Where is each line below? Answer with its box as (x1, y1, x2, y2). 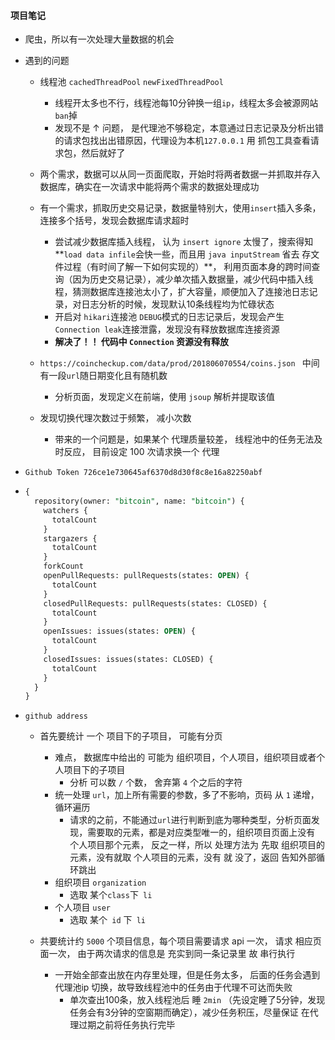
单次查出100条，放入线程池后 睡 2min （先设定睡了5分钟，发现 (69, 994, 326, 1006)
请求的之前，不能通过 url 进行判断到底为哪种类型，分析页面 (69, 814, 312, 826)
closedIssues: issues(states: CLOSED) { (43, 654, 214, 664)
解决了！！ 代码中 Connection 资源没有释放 (54, 336, 229, 348)
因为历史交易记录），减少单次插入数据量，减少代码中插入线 (72, 273, 314, 285)
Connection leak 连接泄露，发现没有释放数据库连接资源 (54, 323, 280, 335)
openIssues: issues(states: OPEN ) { (43, 626, 196, 637)
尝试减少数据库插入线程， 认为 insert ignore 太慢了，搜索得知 (54, 236, 314, 248)
